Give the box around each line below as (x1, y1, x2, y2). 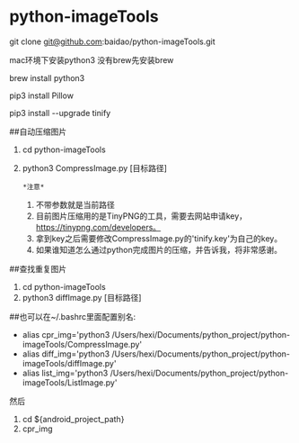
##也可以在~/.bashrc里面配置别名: (9, 311, 136, 321)
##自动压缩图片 (9, 126, 67, 137)
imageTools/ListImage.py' (22, 376, 118, 388)
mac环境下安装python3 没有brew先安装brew (9, 54, 174, 65)
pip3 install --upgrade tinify (9, 107, 111, 118)
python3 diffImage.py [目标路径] (22, 292, 142, 303)
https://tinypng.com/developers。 (35, 221, 162, 232)
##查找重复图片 (9, 263, 67, 274)
